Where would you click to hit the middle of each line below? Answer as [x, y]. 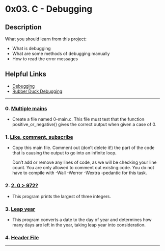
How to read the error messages [45, 59]
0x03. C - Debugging [49, 9]
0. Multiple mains [26, 108]
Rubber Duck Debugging [37, 91]
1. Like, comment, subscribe [39, 137]
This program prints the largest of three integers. [62, 196]
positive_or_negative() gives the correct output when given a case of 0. [84, 125]
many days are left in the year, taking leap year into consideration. [79, 225]
